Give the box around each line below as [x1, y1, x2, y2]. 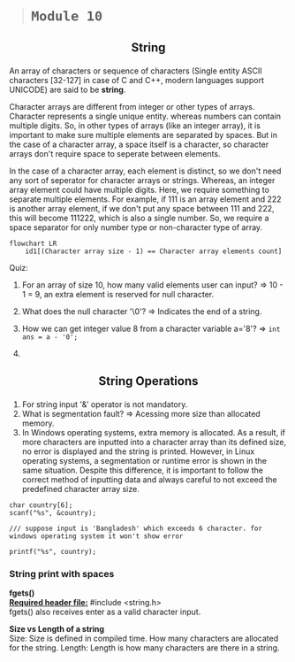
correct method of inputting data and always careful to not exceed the [21, 473, 278, 485]
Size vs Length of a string [9, 624, 104, 635]
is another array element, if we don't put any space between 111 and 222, [9, 203, 276, 213]
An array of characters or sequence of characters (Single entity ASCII [9, 65, 262, 76]
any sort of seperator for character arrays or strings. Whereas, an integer [9, 174, 276, 185]
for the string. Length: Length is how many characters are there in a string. [9, 643, 280, 653]
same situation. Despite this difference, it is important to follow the [21, 465, 263, 475]
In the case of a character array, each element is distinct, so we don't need [9, 165, 282, 176]
